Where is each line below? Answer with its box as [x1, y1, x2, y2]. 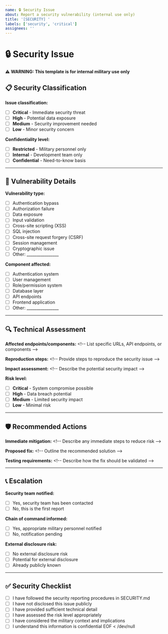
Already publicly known [12, 562, 61, 568]
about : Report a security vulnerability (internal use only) [5, 12, 135, 17]
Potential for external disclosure [12, 557, 78, 563]
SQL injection [12, 228, 40, 234]
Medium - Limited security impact [12, 397, 83, 403]
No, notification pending [12, 531, 62, 537]
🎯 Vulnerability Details [5, 177, 76, 186]
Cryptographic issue [12, 245, 55, 251]
